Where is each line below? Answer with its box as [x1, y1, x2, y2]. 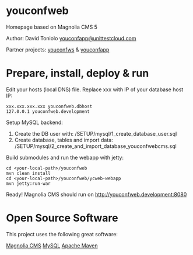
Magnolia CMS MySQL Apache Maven [6, 242, 98, 249]
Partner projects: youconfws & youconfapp [6, 46, 110, 53]
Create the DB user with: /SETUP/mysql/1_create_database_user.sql [14, 130, 177, 137]
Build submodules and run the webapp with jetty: [6, 154, 124, 161]
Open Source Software [6, 212, 118, 225]
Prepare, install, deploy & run [6, 67, 149, 80]
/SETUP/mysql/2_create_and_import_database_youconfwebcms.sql [14, 142, 177, 150]
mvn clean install [6, 170, 51, 176]
